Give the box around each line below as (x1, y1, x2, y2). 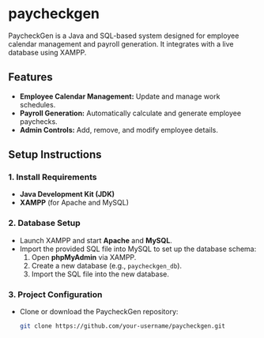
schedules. (19, 100, 56, 109)
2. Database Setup (8, 218, 81, 229)
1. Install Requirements (8, 171, 97, 182)
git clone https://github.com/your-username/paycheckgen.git (19, 322, 226, 330)
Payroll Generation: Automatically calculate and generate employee (19, 108, 242, 118)
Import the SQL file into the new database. (31, 269, 170, 279)
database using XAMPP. (8, 47, 87, 57)
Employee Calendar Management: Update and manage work (19, 92, 221, 101)
